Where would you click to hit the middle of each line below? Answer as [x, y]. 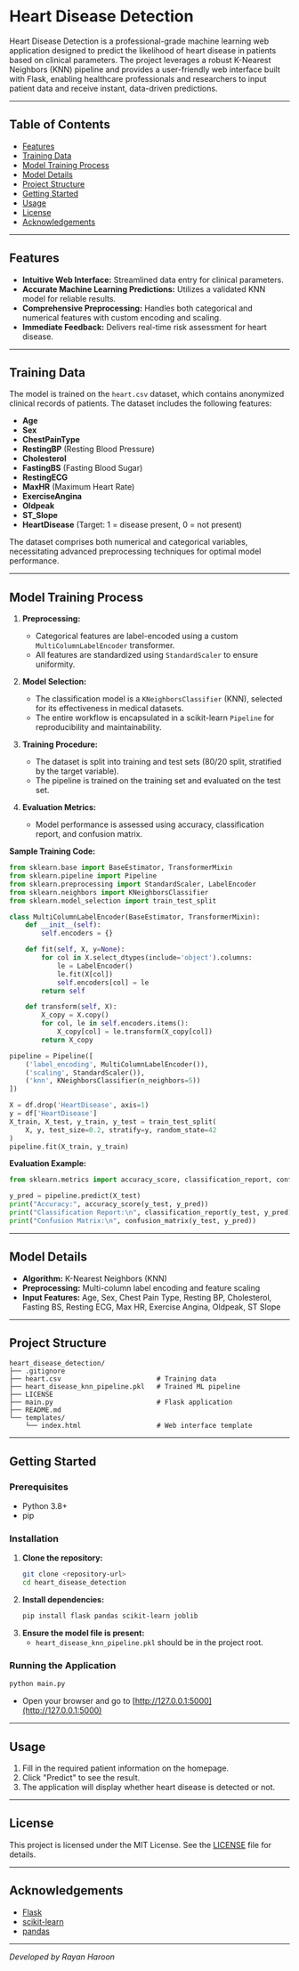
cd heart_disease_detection [74, 1583]
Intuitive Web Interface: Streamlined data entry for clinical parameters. [153, 280]
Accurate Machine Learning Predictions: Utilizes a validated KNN [144, 289]
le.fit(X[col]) [85, 974]
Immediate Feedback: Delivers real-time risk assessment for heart [144, 327]
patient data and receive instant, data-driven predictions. [113, 88]
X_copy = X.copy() [75, 1015]
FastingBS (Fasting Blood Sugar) [82, 468]
